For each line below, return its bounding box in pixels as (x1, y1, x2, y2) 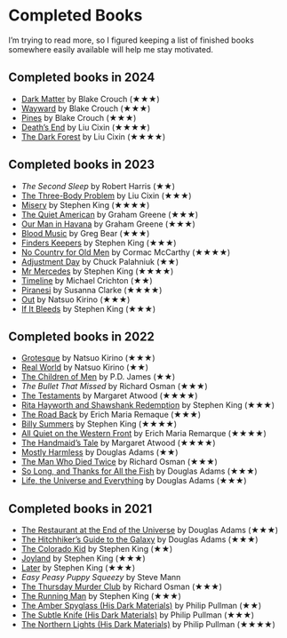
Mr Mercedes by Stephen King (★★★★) (20, 266, 174, 276)
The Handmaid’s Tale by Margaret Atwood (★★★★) (20, 437, 216, 449)
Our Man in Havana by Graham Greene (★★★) (20, 219, 196, 229)
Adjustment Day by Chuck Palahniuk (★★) (20, 256, 179, 267)
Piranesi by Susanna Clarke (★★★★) (20, 284, 163, 295)
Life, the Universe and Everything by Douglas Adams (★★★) (20, 475, 247, 486)
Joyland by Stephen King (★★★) (20, 553, 146, 564)
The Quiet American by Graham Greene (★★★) (20, 209, 199, 219)
